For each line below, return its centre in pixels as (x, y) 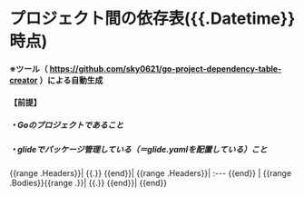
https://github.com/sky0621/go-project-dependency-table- (166, 68)
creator (24, 80)
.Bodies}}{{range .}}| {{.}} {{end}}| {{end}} (88, 182)
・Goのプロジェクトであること (67, 124)
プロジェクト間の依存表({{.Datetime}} (152, 19)
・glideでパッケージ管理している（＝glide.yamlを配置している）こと (138, 150)
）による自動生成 (71, 80)
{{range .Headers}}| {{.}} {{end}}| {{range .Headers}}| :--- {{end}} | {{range (151, 172)
